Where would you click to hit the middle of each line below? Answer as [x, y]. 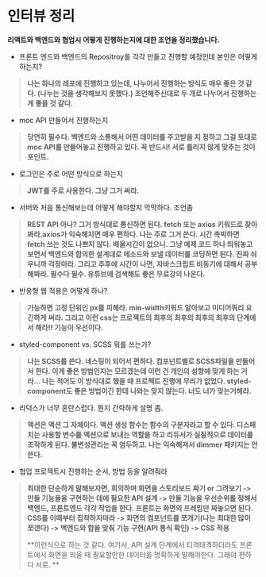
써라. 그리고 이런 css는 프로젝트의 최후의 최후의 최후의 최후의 [142, 317]
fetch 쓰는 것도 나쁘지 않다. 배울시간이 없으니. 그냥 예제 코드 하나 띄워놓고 [140, 244]
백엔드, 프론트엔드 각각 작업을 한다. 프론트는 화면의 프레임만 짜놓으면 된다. [140, 508]
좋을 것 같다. [54, 103]
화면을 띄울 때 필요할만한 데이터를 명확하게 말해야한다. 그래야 [143, 554]
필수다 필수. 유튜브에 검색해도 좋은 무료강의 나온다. [127, 274]
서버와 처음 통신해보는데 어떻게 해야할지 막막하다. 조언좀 [106, 207]
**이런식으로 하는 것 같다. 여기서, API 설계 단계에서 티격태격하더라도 [132, 544]
